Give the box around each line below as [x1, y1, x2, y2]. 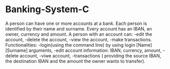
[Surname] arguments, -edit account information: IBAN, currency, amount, [5, 47, 162, 53]
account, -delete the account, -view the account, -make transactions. [5, 37, 152, 43]
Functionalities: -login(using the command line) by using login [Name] [5, 42, 153, 48]
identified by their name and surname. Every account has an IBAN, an [5, 25, 152, 31]
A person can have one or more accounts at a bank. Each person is [5, 20, 147, 26]
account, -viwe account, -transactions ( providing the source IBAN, [19, 52, 161, 59]
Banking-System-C [5, 4, 90, 15]
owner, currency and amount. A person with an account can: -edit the [5, 31, 153, 37]
